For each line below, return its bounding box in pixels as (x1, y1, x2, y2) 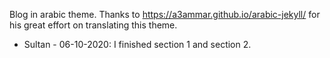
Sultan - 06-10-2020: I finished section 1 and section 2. (23, 39, 252, 50)
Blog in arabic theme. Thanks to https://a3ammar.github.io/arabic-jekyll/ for (9, 9, 321, 20)
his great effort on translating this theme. (9, 19, 178, 31)
